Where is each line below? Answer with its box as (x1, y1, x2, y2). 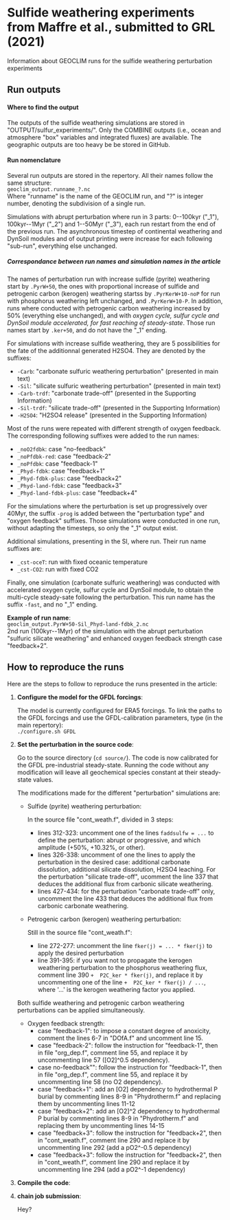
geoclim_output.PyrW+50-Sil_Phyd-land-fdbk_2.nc (7, 620, 149, 628)
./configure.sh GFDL (16, 728, 76, 735)
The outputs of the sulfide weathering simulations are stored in (7, 118, 185, 126)
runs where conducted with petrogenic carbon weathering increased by (7, 304, 211, 312)
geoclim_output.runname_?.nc (7, 185, 91, 193)
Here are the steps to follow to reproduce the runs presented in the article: (7, 679, 218, 688)
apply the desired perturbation (37, 949, 124, 957)
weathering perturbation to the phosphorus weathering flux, (37, 963, 208, 971)
